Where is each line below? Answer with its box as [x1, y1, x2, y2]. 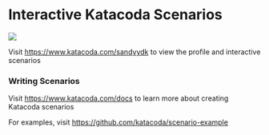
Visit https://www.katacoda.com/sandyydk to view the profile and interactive [8, 46, 261, 57]
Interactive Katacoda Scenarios [8, 6, 223, 24]
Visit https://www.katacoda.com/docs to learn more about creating [8, 93, 229, 103]
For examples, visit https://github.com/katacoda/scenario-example [8, 117, 228, 127]
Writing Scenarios [8, 75, 80, 86]
